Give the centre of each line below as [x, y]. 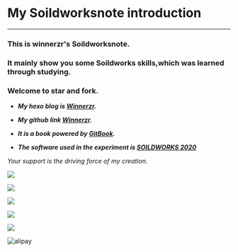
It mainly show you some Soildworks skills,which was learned [116, 63]
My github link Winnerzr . [55, 120]
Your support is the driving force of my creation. [78, 161]
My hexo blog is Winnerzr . [57, 106]
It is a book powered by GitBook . [66, 134]
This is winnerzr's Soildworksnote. [69, 44]
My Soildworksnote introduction [104, 13]
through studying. [39, 71]
